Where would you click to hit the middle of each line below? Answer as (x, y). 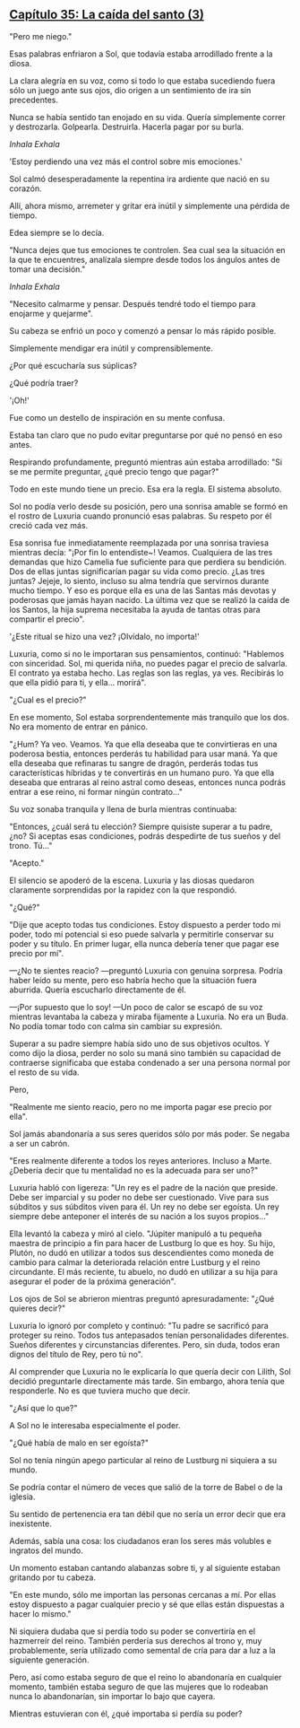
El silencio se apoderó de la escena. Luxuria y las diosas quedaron (132, 880)
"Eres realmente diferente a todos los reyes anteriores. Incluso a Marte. (141, 1160)
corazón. (26, 188)
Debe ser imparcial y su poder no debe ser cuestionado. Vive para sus (139, 1197)
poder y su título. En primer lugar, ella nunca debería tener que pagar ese (144, 943)
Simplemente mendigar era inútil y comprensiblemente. (111, 348)
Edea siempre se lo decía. (57, 232)
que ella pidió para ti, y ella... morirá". (78, 682)
